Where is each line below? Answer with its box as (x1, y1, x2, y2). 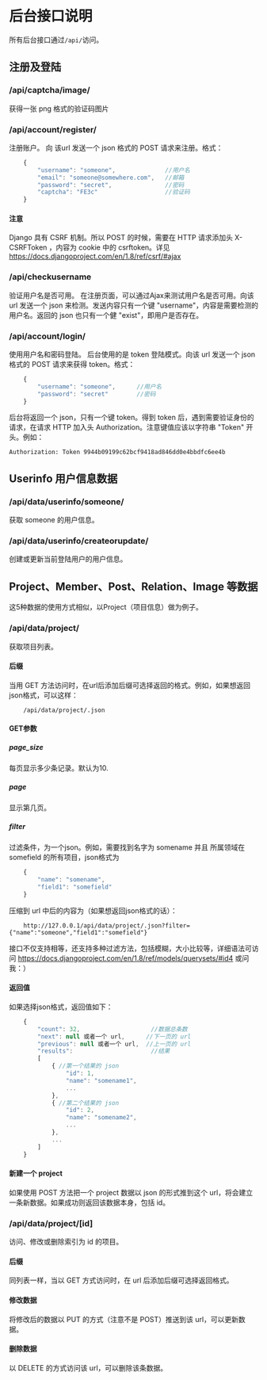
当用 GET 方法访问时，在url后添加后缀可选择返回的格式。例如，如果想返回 (9, 680, 250, 690)
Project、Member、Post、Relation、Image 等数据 (9, 579, 258, 593)
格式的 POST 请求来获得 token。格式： (9, 359, 135, 369)
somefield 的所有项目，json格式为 (9, 853, 120, 862)
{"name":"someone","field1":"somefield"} (9, 928, 148, 936)
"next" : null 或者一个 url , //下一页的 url (37, 1032, 192, 1041)
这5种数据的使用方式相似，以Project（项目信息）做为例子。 (9, 602, 203, 612)
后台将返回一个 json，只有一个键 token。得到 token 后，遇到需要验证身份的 (9, 413, 254, 422)
